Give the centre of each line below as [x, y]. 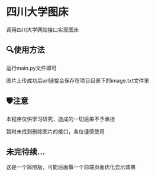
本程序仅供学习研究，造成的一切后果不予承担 [61, 119]
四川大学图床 [38, 12]
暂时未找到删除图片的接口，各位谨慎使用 [55, 131]
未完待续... [26, 151]
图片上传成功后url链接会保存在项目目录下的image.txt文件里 [78, 80]
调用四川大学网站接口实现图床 [42, 30]
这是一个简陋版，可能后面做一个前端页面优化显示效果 [71, 167]
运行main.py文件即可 [31, 68]
